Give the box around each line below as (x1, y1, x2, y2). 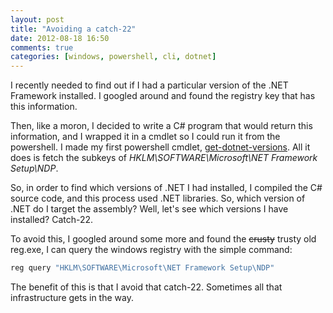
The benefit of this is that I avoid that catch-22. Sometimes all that (10, 281, 283, 293)
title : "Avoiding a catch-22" (10, 24, 137, 34)
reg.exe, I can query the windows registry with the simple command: (10, 244, 293, 256)
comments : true (10, 42, 74, 53)
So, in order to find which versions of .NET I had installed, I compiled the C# (10, 182, 323, 194)
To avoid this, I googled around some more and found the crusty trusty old (10, 233, 317, 245)
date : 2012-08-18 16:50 (10, 33, 110, 43)
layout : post (10, 14, 65, 25)
